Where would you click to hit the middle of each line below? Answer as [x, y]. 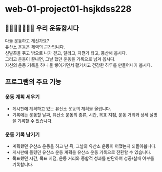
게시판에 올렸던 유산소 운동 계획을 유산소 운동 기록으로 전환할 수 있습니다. [82, 152]
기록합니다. [23, 164]
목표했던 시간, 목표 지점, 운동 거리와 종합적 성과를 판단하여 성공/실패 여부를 [83, 158]
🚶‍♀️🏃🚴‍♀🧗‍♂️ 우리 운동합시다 [42, 28]
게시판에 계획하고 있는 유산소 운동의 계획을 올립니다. [61, 109]
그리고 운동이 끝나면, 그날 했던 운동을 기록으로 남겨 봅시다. [60, 59]
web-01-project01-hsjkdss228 [68, 9]
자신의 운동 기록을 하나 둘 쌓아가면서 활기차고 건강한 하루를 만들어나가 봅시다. [79, 65]
